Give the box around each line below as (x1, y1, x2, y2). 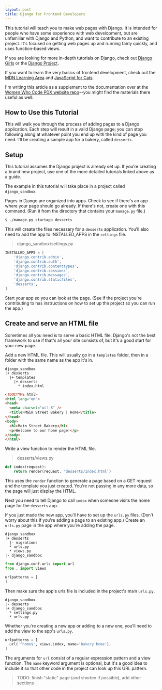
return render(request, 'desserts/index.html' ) (14, 469, 111, 474)
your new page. (5, 342, 36, 348)
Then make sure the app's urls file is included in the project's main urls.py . (5, 588, 155, 594)
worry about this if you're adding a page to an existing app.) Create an (5, 517, 145, 523)
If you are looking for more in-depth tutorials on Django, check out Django (5, 55, 152, 61)
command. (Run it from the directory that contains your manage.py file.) (5, 208, 146, 214)
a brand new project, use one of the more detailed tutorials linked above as (5, 169, 155, 175)
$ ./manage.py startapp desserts (5, 218, 73, 223)
